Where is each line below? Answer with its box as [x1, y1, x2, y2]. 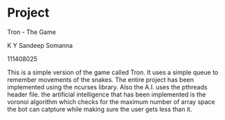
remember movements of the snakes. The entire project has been [7, 75, 194, 84]
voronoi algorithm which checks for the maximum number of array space [7, 97, 215, 105]
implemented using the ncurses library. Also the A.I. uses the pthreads [7, 83, 208, 91]
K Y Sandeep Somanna [7, 41, 73, 49]
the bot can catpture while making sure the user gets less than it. [7, 105, 192, 113]
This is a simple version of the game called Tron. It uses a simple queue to [7, 68, 219, 76]
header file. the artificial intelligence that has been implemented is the [7, 90, 206, 98]
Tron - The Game [7, 28, 57, 36]
